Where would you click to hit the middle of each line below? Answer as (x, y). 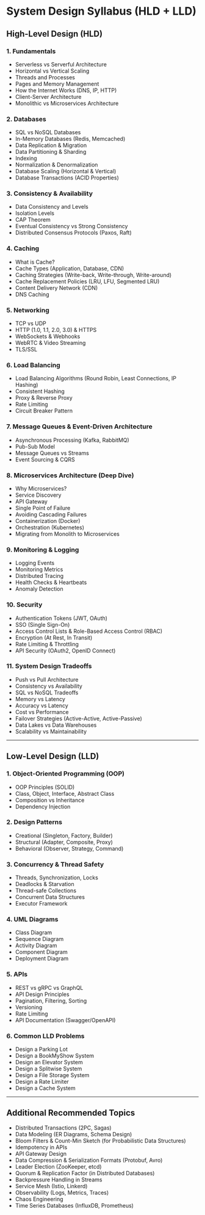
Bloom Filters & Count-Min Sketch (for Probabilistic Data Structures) (100, 1141)
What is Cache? (35, 262)
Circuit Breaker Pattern (44, 411)
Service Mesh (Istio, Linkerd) (51, 1186)
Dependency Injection (43, 806)
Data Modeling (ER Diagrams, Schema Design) (74, 1134)
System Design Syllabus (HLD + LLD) (101, 11)
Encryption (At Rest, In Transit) (54, 637)
